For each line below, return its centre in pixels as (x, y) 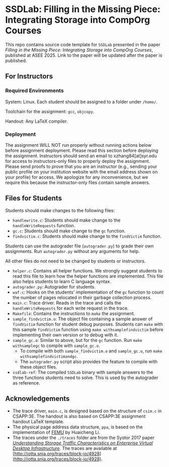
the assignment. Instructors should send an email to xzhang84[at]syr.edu (81, 156)
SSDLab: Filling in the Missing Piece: (83, 9)
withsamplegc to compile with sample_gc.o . (56, 345)
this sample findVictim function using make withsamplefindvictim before (88, 329)
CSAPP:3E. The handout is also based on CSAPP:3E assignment (79, 416)
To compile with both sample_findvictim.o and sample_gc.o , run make (91, 351)
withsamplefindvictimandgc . (49, 356)
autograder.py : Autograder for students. (54, 287)
